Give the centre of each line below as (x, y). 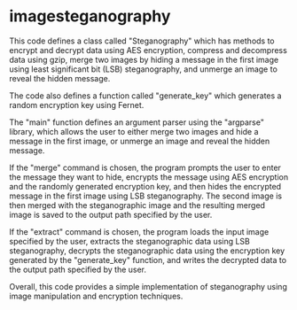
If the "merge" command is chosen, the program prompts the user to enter (145, 167)
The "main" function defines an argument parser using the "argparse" (137, 122)
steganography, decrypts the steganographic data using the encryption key (147, 251)
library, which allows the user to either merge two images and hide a (134, 131)
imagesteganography (90, 16)
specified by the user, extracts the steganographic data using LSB (130, 241)
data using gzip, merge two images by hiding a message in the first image (144, 59)
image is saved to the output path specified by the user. (111, 214)
